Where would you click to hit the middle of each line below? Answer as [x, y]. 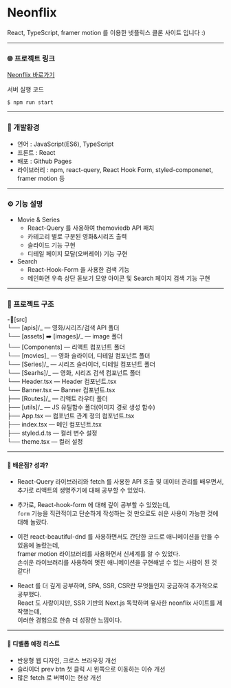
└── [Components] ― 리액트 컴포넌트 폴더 [66, 347]
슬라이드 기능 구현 [51, 245]
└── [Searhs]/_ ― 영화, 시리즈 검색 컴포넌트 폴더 [74, 373]
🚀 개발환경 [23, 127]
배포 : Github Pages [44, 161]
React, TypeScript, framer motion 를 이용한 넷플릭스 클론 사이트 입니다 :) [107, 32]
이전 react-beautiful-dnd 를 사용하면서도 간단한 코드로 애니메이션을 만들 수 [118, 537]
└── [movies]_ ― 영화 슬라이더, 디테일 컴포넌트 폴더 [79, 356]
